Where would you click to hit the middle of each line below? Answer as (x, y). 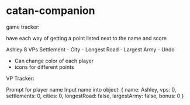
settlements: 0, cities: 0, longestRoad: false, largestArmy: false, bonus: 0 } (95, 96)
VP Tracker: (20, 78)
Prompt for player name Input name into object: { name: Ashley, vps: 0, (91, 89)
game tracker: (23, 27)
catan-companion (51, 11)
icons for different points (44, 67)
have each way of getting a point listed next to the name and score (87, 38)
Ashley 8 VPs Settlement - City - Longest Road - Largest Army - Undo (90, 49)
